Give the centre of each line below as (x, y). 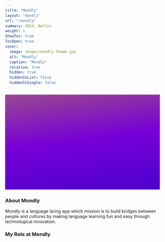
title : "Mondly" (22, 10)
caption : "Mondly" (28, 62)
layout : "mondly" (23, 15)
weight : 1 (15, 31)
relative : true (25, 67)
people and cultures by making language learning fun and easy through (77, 217)
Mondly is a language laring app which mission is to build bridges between (81, 211)
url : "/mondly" (21, 21)
